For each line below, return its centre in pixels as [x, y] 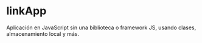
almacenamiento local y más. [43, 33]
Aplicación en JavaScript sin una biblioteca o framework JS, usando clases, [101, 27]
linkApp [26, 11]
